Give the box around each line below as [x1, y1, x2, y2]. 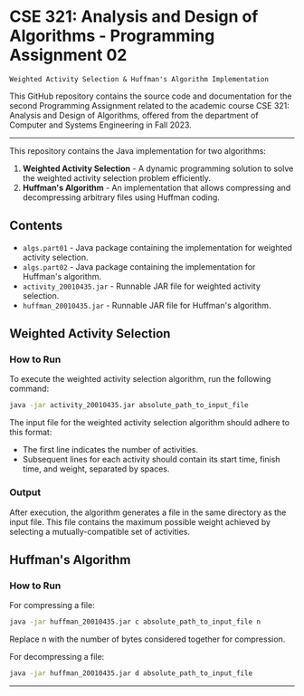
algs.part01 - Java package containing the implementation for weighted [22, 242, 292, 253]
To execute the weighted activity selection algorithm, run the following [9, 374, 271, 385]
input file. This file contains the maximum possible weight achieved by [9, 516, 271, 527]
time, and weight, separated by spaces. [22, 463, 170, 474]
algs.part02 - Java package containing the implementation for [22, 261, 256, 272]
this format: [9, 427, 52, 438]
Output [9, 486, 42, 499]
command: [9, 383, 50, 395]
